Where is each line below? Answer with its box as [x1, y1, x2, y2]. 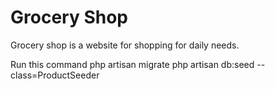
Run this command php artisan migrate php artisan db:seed [10, 58, 255, 70]
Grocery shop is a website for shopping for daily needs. [10, 39, 240, 51]
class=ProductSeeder [10, 69, 100, 81]
